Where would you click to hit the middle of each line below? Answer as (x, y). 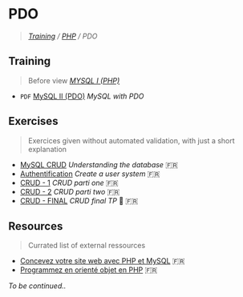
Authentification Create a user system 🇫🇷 (90, 174)
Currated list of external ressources (87, 246)
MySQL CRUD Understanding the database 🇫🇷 (99, 164)
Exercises (33, 121)
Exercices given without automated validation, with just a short (131, 140)
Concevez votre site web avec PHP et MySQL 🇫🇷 (102, 261)
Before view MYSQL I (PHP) (74, 80)
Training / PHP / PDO (63, 36)
